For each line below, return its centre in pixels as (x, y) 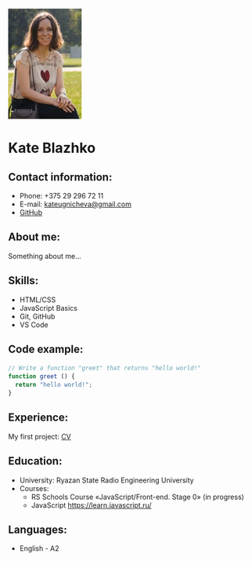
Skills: (23, 280)
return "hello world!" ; (54, 385)
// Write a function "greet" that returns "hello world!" (104, 368)
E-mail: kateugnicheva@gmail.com (75, 204)
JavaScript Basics (49, 308)
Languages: (38, 529)
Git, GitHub (37, 316)
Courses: (34, 488)
